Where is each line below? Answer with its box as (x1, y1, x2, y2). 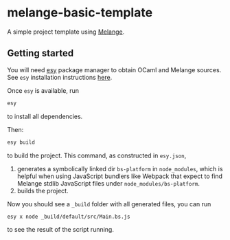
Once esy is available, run (7, 86, 80, 94)
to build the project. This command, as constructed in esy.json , (7, 151, 187, 160)
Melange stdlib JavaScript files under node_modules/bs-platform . (16, 179, 200, 187)
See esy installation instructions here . (7, 73, 113, 81)
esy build (7, 139, 36, 146)
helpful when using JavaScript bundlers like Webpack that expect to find (16, 172, 223, 180)
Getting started (7, 47, 74, 59)
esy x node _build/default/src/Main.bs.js (7, 213, 130, 220)
